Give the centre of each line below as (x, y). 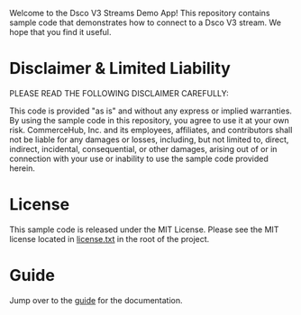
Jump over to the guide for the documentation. (96, 300)
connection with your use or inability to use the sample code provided (139, 158)
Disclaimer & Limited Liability (120, 69)
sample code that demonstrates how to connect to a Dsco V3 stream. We (146, 22)
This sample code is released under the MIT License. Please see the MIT (144, 229)
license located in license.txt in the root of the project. (109, 238)
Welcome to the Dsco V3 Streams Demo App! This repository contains (140, 13)
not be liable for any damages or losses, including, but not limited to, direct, (149, 139)
